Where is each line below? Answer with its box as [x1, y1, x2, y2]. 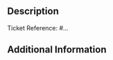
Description [7, 6, 59, 17]
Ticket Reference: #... [7, 23, 69, 32]
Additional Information [7, 44, 107, 56]
